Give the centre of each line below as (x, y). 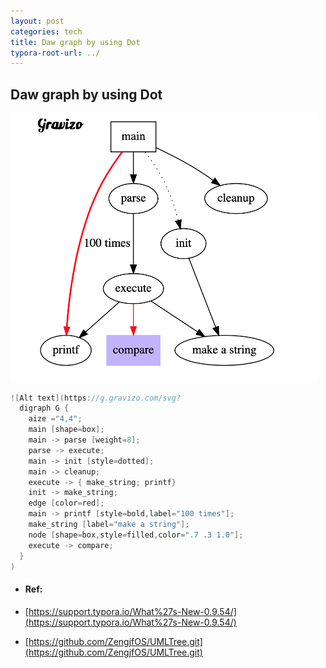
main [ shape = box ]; (66, 430)
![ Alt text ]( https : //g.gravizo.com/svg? (96, 398)
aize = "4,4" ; (55, 419)
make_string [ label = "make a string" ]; (109, 525)
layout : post (37, 21)
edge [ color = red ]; (66, 503)
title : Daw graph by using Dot (75, 42)
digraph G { (44, 408)
